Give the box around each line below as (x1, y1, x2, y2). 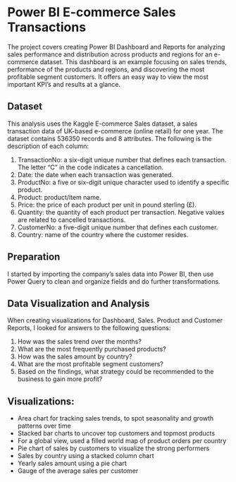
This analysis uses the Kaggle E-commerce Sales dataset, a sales (7, 119, 198, 128)
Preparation (7, 251, 61, 263)
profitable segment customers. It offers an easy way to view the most (7, 72, 209, 81)
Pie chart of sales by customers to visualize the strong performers (17, 444, 210, 452)
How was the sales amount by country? (17, 352, 132, 361)
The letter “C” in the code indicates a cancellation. (17, 163, 164, 171)
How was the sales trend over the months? (17, 337, 142, 346)
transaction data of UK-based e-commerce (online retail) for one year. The (7, 126, 223, 135)
